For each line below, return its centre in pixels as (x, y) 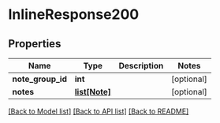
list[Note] (93, 92)
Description (141, 66)
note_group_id (40, 79)
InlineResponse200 (74, 15)
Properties (35, 44)
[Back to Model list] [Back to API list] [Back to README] (99, 111)
